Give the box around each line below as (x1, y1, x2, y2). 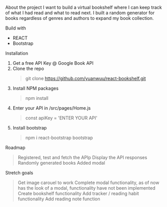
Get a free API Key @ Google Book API (12, 60, 94, 66)
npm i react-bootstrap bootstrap (25, 135, 93, 141)
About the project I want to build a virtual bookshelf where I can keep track (5, 5, 162, 10)
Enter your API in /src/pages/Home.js (12, 105, 91, 111)
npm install (25, 95, 48, 101)
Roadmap (5, 145, 25, 150)
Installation (5, 50, 29, 56)
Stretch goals (5, 170, 34, 175)
